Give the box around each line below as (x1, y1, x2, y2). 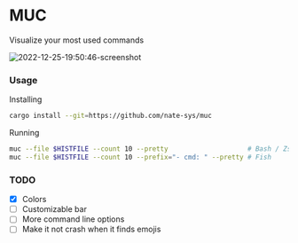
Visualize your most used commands (9, 35, 145, 45)
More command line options (21, 214, 125, 224)
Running (9, 128, 40, 138)
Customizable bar (21, 204, 87, 215)
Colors (21, 194, 47, 205)
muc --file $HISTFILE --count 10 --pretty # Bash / (9, 145, 279, 153)
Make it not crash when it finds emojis (21, 223, 161, 235)
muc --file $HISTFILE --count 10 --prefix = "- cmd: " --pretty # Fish (9, 153, 272, 161)
